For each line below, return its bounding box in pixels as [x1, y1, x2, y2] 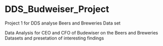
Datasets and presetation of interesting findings [5, 35, 104, 41]
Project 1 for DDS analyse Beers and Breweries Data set [5, 20, 121, 26]
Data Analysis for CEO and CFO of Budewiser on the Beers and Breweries [5, 29, 158, 35]
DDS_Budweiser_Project [5, 3, 109, 15]
